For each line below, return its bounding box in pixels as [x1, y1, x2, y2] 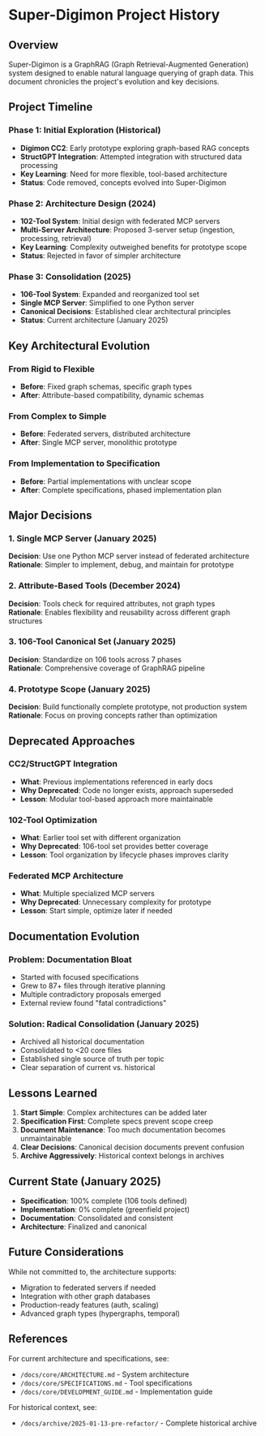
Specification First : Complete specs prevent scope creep [19, 1116, 213, 1126]
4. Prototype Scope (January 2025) [8, 684, 152, 695]
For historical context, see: [8, 1402, 97, 1412]
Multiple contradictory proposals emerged [19, 990, 161, 999]
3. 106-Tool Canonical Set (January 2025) [8, 636, 177, 647]
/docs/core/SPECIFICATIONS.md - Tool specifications [19, 1378, 193, 1387]
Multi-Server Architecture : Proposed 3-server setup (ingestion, [19, 225, 235, 235]
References [8, 1332, 68, 1346]
